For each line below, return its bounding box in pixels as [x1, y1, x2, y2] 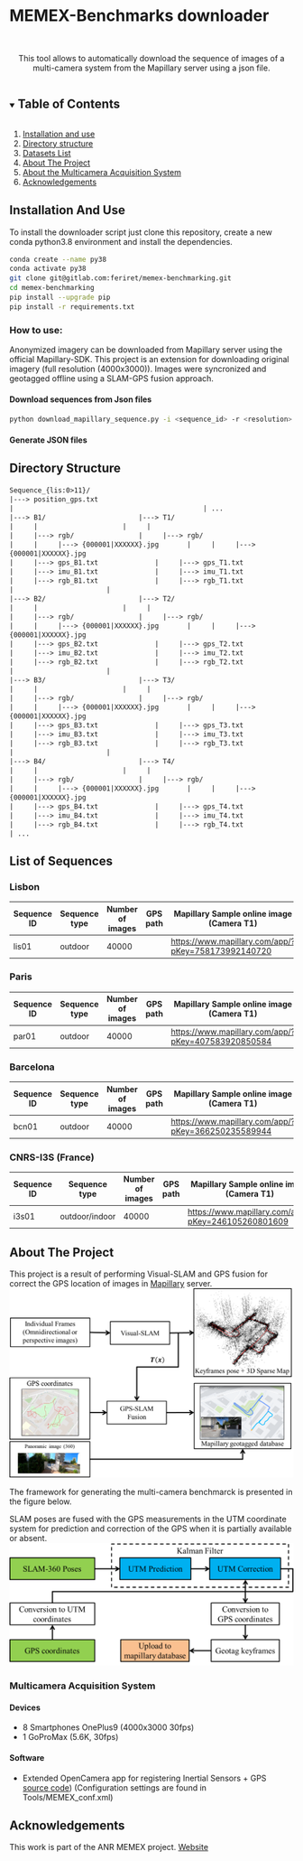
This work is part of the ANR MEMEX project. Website [9, 1842, 209, 1853]
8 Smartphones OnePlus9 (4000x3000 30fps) [22, 1722, 195, 1733]
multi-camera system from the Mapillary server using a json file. [32, 62, 271, 73]
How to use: [9, 323, 63, 336]
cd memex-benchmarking [9, 284, 95, 293]
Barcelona [9, 1061, 56, 1073]
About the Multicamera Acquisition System [22, 166, 182, 177]
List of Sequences [9, 853, 113, 868]
